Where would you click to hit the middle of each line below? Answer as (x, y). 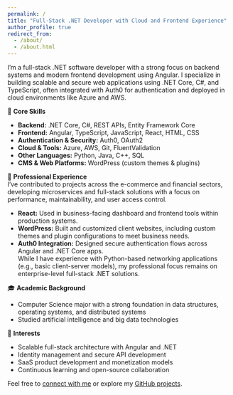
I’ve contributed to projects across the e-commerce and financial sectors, (115, 184)
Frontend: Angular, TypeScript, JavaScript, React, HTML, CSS (108, 133)
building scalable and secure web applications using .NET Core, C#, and (113, 82)
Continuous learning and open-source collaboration (93, 370)
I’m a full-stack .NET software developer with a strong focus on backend (113, 67)
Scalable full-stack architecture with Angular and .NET (97, 347)
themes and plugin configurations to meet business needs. (104, 236)
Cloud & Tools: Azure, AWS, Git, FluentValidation (89, 148)
